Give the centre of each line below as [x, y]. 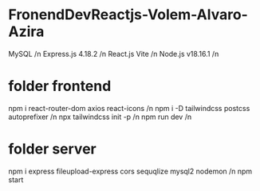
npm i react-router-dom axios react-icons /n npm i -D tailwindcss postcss [129, 108]
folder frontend [60, 86]
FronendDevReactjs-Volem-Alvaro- [128, 15]
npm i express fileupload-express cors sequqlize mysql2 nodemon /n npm [130, 171]
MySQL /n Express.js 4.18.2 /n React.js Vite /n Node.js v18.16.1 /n [114, 54]
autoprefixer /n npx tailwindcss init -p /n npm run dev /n [100, 117]
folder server [53, 149]
